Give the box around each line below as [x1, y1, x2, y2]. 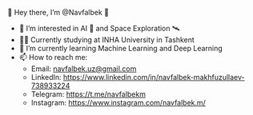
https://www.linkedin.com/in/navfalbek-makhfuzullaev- [62, 73, 245, 81]
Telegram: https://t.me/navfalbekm [30, 89, 146, 99]
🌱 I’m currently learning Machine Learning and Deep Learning [18, 44, 223, 53]
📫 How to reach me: [18, 53, 88, 61]
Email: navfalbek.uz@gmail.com [30, 64, 137, 73]
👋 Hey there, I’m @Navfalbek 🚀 [7, 8, 110, 17]
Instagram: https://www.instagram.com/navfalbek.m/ [30, 98, 206, 107]
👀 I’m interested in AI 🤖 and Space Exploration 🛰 [18, 24, 180, 33]
